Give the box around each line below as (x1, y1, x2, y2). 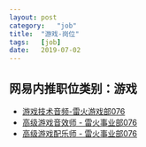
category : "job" (9, 21, 77, 30)
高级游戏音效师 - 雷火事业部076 (21, 117, 138, 128)
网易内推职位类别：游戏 (9, 81, 137, 96)
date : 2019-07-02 (9, 46, 81, 55)
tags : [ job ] (9, 37, 62, 47)
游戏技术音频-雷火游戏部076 (21, 105, 126, 116)
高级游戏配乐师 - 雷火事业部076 (21, 128, 138, 138)
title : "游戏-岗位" (9, 29, 80, 38)
